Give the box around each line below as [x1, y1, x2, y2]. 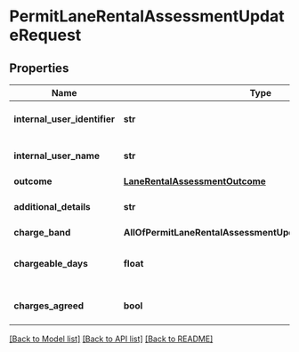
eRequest [9, 25, 82, 45]
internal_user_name [13, 149, 101, 162]
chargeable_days [13, 258, 89, 269]
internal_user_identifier [13, 113, 116, 125]
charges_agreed [13, 300, 85, 312]
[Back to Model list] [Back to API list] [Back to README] [9, 333, 214, 344]
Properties [9, 60, 69, 76]
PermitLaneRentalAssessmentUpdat [9, 6, 285, 27]
